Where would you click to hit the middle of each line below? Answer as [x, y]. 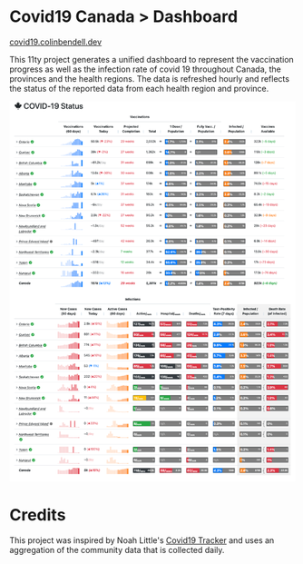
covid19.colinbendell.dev [56, 42]
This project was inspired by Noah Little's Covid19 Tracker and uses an [142, 540]
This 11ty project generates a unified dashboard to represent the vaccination [152, 59]
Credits [38, 515]
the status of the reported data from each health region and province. [139, 88]
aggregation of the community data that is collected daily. [117, 550]
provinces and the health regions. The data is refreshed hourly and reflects [150, 78]
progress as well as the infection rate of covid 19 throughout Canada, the [145, 69]
